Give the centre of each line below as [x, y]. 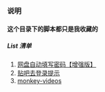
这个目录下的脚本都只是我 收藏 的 [52, 28]
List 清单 [20, 46]
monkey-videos [39, 81]
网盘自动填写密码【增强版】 [57, 64]
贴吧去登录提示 [38, 73]
